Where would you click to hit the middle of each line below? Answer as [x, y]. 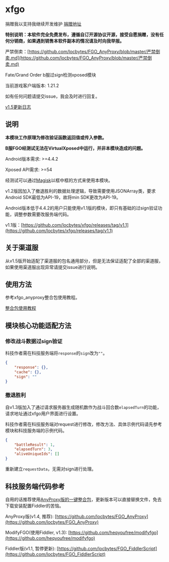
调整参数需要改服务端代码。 [43, 214]
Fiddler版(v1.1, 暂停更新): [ [32, 548]
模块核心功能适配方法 [38, 326]
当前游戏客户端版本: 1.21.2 [32, 85]
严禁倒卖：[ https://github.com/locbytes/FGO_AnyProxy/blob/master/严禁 [80, 51]
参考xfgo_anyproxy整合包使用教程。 [43, 298]
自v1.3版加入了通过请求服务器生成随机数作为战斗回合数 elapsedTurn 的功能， [83, 407]
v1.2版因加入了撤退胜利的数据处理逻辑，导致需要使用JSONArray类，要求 [80, 191]
